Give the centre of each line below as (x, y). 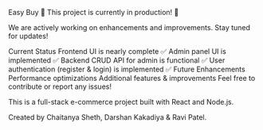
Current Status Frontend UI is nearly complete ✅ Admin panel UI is (118, 51)
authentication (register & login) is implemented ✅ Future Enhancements (127, 69)
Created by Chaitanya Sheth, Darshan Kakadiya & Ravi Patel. (108, 117)
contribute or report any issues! (60, 86)
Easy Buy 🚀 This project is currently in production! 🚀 (94, 12)
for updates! (28, 36)
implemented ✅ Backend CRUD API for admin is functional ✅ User (117, 60)
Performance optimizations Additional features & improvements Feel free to (132, 78)
